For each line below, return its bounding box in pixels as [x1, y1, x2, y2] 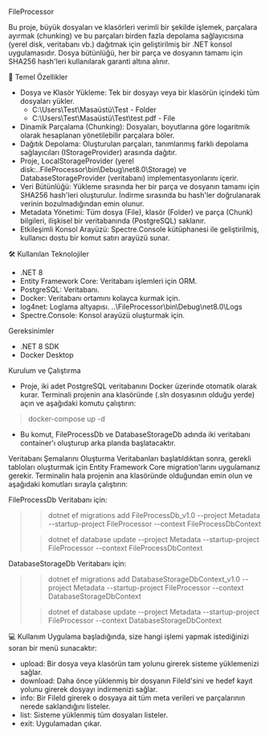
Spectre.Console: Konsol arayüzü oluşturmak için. [19, 310, 185, 320]
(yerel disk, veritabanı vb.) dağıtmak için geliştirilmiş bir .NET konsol [8, 39, 233, 49]
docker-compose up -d [27, 414, 106, 423]
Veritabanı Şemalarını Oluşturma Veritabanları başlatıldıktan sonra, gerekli [8, 454, 251, 463]
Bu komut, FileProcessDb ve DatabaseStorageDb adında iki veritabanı [19, 430, 251, 439]
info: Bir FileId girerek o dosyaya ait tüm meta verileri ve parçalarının [19, 693, 246, 702]
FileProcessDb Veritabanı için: [8, 495, 108, 504]
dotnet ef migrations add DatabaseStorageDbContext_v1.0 [47, 574, 241, 584]
